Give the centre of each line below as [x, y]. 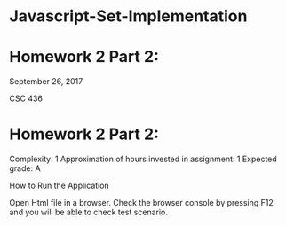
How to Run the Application [59, 186]
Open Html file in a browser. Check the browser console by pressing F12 [141, 203]
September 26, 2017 [46, 82]
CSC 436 [26, 98]
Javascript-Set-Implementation [128, 16]
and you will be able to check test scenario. [89, 212]
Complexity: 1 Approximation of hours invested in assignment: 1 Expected [143, 159]
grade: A [25, 168]
